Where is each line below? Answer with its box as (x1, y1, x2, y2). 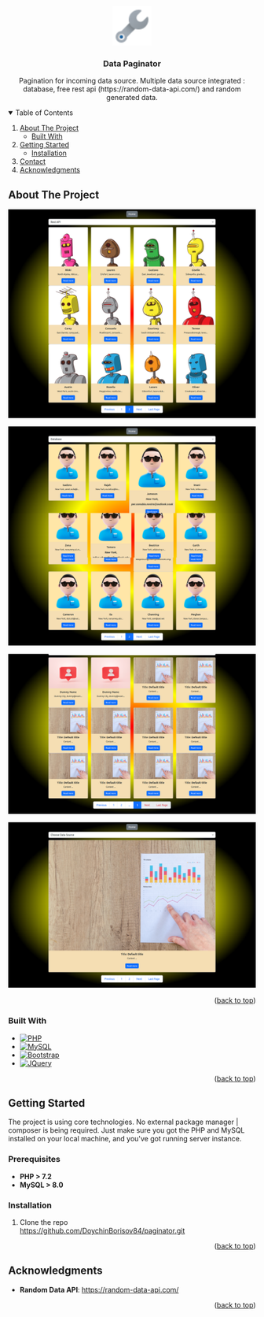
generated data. (105, 93, 159, 102)
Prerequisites (8, 1154, 60, 1165)
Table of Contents (15, 108, 73, 117)
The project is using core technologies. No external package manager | (8, 1117, 239, 1127)
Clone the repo (19, 1218, 68, 1227)
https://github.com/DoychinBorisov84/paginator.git (19, 1226, 185, 1236)
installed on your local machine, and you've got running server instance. (8, 1134, 242, 1144)
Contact (19, 157, 46, 166)
